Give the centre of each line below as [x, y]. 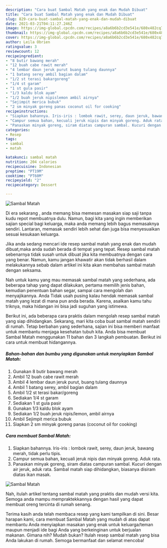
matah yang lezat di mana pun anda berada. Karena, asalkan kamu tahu [79, 301]
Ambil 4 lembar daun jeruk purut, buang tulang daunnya [70, 382]
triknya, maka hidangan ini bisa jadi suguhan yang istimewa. [67, 306]
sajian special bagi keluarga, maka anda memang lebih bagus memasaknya [82, 224]
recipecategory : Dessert [31, 185]
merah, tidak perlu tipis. [37, 453]
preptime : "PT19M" [25, 171]
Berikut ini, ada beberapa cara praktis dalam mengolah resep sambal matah [83, 316]
